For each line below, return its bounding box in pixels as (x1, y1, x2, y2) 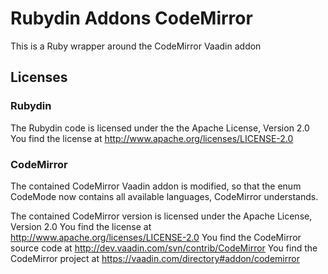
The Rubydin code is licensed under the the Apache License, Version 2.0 (10, 122, 310, 134)
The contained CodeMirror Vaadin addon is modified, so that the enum (10, 180, 302, 192)
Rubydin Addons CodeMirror (10, 7, 253, 30)
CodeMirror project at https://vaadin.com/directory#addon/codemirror (10, 252, 300, 264)
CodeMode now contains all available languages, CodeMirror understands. (10, 190, 319, 202)
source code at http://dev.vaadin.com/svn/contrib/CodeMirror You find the (10, 242, 318, 254)
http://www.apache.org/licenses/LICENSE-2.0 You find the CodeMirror (10, 231, 302, 243)
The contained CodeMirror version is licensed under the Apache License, (10, 210, 313, 222)
